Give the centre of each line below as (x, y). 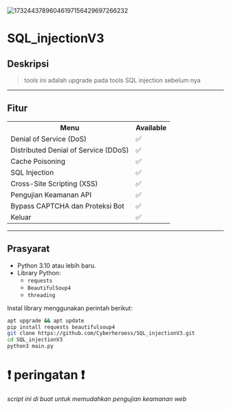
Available (151, 127)
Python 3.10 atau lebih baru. (56, 266)
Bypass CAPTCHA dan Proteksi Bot (68, 206)
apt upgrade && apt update (46, 321)
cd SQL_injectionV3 (35, 340)
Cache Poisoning (38, 161)
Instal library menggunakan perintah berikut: (70, 308)
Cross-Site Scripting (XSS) (54, 184)
